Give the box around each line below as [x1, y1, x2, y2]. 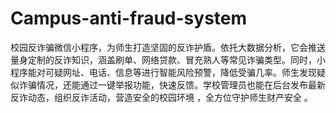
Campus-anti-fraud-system [10, 7, 248, 30]
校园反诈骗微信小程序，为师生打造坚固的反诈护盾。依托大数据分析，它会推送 [10, 41, 326, 53]
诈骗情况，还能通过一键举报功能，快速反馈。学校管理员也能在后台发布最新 [18, 78, 326, 91]
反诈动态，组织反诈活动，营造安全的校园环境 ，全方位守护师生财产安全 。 [10, 91, 313, 103]
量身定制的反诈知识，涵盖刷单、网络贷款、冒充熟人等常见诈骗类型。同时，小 [10, 53, 326, 66]
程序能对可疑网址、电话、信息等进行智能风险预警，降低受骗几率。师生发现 [10, 66, 317, 78]
